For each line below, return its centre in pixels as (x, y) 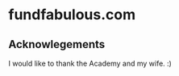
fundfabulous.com (72, 15)
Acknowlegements (57, 44)
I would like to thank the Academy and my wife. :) (90, 63)
